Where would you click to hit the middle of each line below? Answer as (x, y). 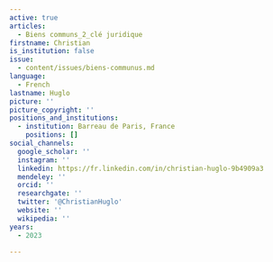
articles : (28, 26)
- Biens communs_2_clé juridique (80, 34)
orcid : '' (36, 185)
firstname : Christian (50, 43)
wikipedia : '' (44, 218)
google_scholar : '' (54, 151)
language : (28, 77)
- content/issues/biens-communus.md (86, 68)
